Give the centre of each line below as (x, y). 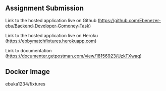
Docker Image (28, 72)
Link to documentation (29, 50)
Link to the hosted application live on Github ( (52, 20)
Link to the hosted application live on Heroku (52, 35)
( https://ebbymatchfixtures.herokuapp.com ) (51, 41)
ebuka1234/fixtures (25, 84)
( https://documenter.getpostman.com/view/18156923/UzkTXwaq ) (74, 56)
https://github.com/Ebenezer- (130, 20)
